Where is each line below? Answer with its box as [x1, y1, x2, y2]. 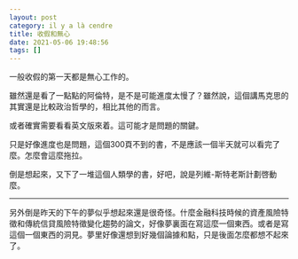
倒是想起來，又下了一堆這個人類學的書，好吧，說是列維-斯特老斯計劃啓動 [9, 169, 278, 180]
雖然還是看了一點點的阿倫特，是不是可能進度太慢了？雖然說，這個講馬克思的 [9, 90, 289, 101]
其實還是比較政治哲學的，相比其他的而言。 [9, 101, 165, 112]
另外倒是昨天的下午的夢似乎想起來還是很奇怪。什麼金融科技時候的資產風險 [9, 208, 281, 218]
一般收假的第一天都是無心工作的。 [9, 72, 134, 82]
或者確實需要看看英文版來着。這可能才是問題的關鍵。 [9, 121, 204, 131]
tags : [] [9, 46, 42, 55]
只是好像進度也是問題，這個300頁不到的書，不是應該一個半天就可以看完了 [9, 139, 281, 150]
